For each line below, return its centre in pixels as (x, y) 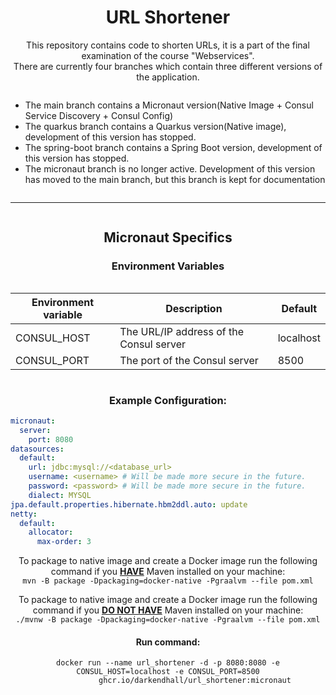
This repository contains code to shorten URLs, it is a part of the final (168, 45)
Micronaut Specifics (168, 237)
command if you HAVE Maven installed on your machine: (168, 572)
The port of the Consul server (189, 360)
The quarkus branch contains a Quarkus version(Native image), (155, 126)
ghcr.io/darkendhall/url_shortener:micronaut (195, 681)
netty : (24, 514)
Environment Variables (168, 266)
